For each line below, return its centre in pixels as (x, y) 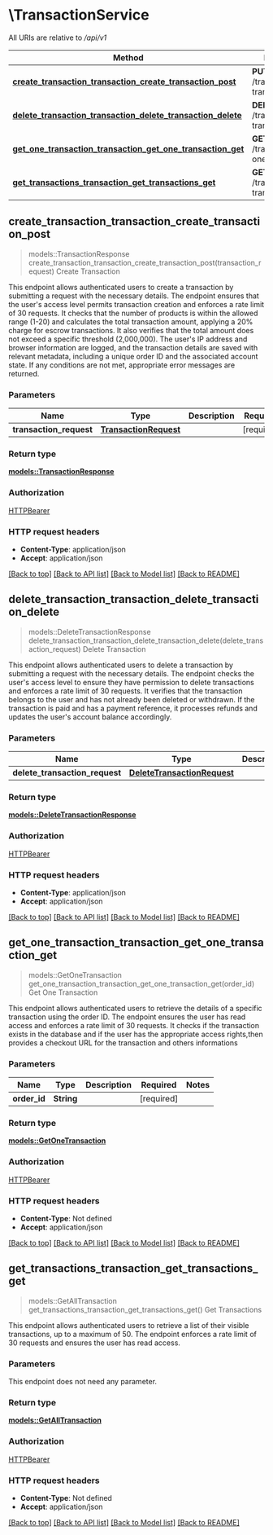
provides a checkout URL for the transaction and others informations (123, 1042)
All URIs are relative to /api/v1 (58, 37)
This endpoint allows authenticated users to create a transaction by (121, 287)
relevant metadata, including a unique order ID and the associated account (133, 356)
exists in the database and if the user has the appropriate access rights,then (136, 1034)
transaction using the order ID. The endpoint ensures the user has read (127, 1017)
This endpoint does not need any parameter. (82, 1382)
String (65, 1099)
